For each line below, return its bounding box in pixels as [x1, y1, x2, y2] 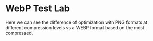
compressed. [5, 30, 33, 36]
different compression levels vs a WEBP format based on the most [5, 24, 144, 30]
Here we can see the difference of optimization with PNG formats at [5, 19, 148, 25]
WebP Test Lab [5, 3, 70, 14]
